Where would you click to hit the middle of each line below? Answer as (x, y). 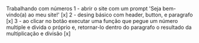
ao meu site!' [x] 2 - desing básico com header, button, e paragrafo (110, 15)
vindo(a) (16, 15)
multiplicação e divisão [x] (38, 34)
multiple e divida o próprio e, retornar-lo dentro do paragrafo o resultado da (99, 27)
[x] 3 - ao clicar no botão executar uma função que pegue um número (92, 21)
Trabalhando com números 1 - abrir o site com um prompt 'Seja (84, 9)
